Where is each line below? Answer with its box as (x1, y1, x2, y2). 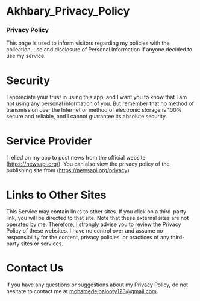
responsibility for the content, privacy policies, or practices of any (6, 234, 170, 241)
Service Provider (6, 134, 92, 147)
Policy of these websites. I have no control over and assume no (6, 227, 163, 235)
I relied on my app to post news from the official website (6, 154, 146, 161)
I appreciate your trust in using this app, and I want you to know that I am (6, 94, 187, 101)
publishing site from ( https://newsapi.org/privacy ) (6, 167, 130, 174)
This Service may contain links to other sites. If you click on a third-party (6, 208, 187, 215)
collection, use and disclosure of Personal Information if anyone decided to (6, 46, 193, 53)
